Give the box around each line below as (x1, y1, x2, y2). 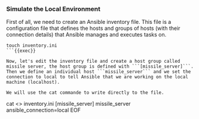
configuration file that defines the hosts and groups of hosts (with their (6, 25, 180, 32)
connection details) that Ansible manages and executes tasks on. (6, 31, 167, 38)
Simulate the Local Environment (6, 5, 100, 13)
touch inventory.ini (6, 42, 58, 49)
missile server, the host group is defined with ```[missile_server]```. (6, 63, 194, 70)
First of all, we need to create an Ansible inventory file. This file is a (6, 19, 172, 26)
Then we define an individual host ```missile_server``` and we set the (6, 69, 191, 75)
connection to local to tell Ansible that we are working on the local (6, 74, 188, 80)
